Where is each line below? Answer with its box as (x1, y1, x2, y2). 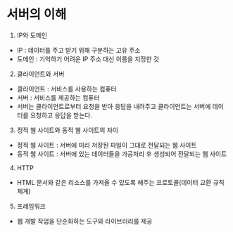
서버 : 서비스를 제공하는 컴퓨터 (16, 93, 100, 102)
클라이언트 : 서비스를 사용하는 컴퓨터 (16, 84, 117, 93)
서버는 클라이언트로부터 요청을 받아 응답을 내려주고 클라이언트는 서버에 (16, 102, 211, 110)
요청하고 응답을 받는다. (30, 110, 93, 120)
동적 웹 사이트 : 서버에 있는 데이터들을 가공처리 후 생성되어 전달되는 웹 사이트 (16, 149, 227, 158)
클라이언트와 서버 (16, 70, 65, 78)
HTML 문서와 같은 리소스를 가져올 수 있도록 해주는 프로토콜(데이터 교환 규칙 (16, 178, 225, 186)
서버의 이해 (6, 6, 67, 22)
